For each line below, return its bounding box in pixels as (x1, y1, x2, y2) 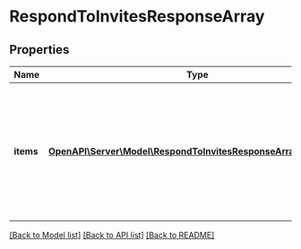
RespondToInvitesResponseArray (9, 6, 265, 27)
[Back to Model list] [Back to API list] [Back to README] (9, 230, 215, 240)
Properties (9, 42, 70, 57)
